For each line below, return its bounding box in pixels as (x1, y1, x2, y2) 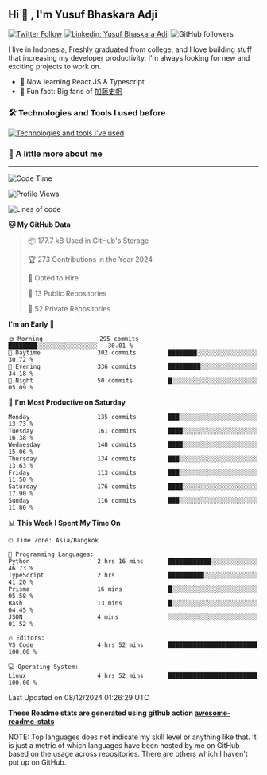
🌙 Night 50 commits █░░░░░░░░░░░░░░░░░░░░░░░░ (8, 377, 258, 385)
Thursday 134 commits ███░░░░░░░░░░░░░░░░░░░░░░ (8, 455, 258, 463)
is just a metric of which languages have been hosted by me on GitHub (8, 741, 240, 750)
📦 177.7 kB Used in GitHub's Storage (27, 236, 149, 245)
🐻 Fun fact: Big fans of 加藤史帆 (19, 86, 123, 96)
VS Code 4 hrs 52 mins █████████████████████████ (8, 641, 258, 649)
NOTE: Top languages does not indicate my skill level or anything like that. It (8, 732, 257, 742)
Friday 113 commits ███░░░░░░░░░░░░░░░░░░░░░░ (8, 469, 258, 477)
